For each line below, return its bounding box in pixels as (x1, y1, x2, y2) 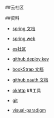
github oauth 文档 (12, 77, 49, 82)
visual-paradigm (12, 107, 46, 113)
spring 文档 (12, 25, 36, 31)
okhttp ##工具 (12, 87, 41, 93)
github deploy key (12, 56, 50, 61)
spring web (12, 35, 36, 41)
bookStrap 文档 (12, 66, 44, 72)
